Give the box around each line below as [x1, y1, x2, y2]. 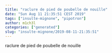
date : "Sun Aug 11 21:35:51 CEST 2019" [5, 12, 86, 16]
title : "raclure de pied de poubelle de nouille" [5, 7, 108, 12]
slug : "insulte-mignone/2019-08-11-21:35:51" [5, 29, 99, 34]
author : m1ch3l [5, 20, 36, 26]
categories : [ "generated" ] [5, 25, 60, 30]
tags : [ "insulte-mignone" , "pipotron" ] [5, 16, 86, 21]
